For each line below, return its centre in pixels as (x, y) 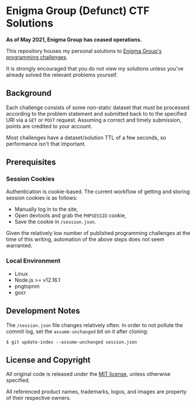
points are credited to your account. (49, 126)
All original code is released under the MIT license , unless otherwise (88, 374)
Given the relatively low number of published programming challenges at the (98, 233)
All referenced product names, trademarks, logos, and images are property (97, 392)
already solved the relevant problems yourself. (62, 75)
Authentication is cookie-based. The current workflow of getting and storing (98, 191)
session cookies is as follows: (42, 198)
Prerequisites (31, 162)
